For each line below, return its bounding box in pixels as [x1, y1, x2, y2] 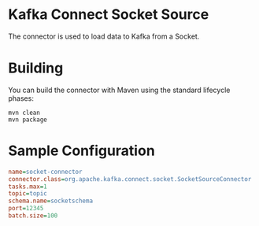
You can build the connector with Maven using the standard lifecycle [8, 85, 231, 94]
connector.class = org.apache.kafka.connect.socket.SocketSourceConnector [8, 175, 252, 183]
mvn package [8, 116, 47, 124]
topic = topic [8, 190, 47, 198]
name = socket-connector [8, 168, 83, 176]
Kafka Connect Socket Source [8, 6, 209, 24]
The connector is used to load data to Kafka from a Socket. [8, 31, 200, 41]
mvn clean [8, 109, 41, 117]
